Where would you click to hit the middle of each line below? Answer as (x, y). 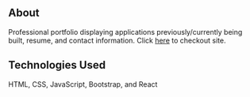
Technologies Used (57, 65)
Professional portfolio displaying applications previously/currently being (125, 32)
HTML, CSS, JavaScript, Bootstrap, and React (83, 84)
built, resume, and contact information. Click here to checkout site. (117, 40)
